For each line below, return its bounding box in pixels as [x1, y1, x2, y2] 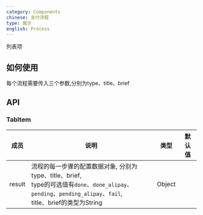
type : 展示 [6, 20, 32, 26]
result [9, 179, 26, 188]
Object [156, 179, 176, 188]
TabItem [6, 115, 31, 124]
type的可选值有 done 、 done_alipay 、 [31, 180, 133, 188]
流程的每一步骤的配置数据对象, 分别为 [31, 162, 138, 170]
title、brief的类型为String [31, 198, 103, 207]
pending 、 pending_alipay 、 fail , [31, 189, 123, 197]
